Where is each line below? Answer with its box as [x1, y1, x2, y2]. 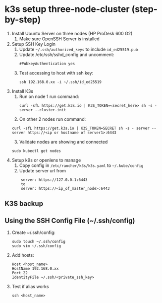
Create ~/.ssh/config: [11, 229, 55, 235]
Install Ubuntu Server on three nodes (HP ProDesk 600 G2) [11, 30, 133, 36]
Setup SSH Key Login [11, 41, 55, 47]
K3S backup [4, 200, 43, 208]
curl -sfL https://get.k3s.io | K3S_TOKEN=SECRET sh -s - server [11, 126, 150, 131]
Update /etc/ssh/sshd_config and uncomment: [19, 51, 114, 58]
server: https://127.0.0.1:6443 [21, 177, 88, 182]
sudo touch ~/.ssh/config [11, 239, 65, 244]
